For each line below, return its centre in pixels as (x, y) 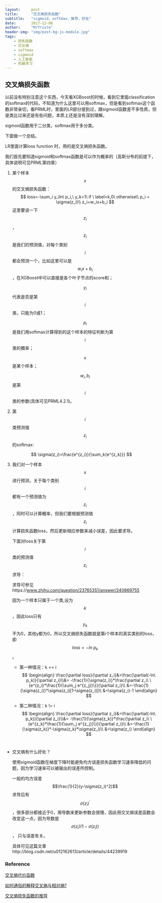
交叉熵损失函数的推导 (26, 896)
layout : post (23, 9)
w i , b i (85, 376)
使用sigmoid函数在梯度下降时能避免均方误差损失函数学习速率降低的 (79, 762)
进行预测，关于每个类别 (35, 480)
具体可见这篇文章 (29, 846)
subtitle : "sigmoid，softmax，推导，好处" (48, 18)
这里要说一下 (25, 210)
